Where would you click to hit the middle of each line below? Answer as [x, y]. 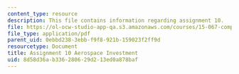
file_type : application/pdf [49, 33]
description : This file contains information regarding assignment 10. [116, 20]
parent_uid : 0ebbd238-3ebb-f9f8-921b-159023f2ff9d [84, 40]
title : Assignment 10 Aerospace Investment [73, 54]
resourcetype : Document [43, 47]
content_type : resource [43, 14]
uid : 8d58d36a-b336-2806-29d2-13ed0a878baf [73, 60]
